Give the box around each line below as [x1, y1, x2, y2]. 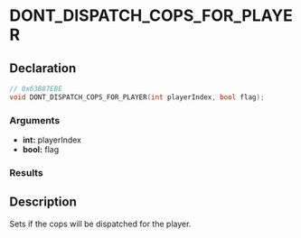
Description [9, 195, 77, 210]
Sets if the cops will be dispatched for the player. [9, 218, 192, 229]
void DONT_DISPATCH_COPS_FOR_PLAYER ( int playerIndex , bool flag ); [9, 92, 265, 102]
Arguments [9, 114, 61, 126]
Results [9, 166, 43, 178]
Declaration [9, 60, 77, 76]
